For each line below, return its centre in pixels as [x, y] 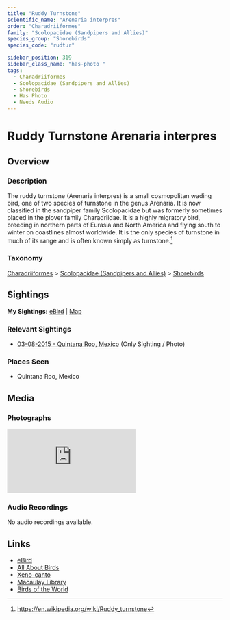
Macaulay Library [41, 582]
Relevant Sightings [39, 329]
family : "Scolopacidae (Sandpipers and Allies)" [78, 33]
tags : [15, 70]
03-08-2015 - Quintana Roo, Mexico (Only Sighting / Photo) [101, 344]
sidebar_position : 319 [39, 58]
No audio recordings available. [50, 522]
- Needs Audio [33, 102]
